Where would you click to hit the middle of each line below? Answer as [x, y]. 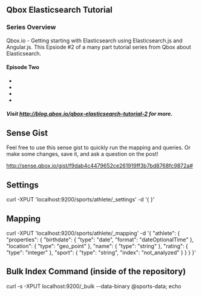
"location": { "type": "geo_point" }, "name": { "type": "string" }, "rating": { [97, 246]
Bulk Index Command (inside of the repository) [96, 271]
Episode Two [23, 67]
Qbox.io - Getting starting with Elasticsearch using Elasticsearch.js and [94, 40]
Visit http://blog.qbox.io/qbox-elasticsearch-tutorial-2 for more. [90, 114]
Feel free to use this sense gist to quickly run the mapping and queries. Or [99, 147]
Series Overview [31, 27]
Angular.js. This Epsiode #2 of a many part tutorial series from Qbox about [99, 47]
